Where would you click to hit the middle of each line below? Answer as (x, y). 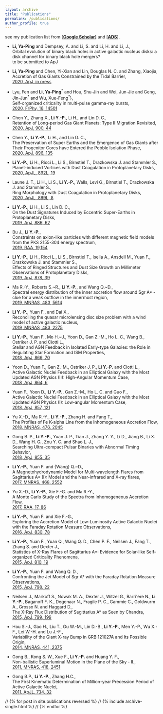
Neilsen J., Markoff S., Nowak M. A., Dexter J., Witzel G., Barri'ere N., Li (84, 596)
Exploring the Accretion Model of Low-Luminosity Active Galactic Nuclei (84, 521)
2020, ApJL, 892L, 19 (34, 173)
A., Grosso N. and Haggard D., (42, 607)
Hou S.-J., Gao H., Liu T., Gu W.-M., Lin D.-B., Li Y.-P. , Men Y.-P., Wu (81, 626)
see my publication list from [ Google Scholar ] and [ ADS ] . (63, 37)
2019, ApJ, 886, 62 (31, 222)
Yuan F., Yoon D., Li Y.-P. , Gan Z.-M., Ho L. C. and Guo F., (70, 392)
